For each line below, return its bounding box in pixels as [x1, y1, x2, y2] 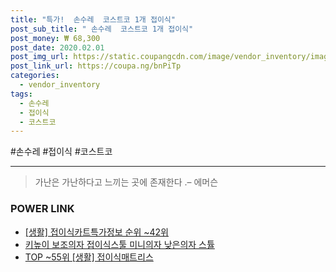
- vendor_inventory [19, 80, 101, 90]
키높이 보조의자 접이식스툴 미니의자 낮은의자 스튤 [24, 238, 215, 250]
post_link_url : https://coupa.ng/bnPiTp [10, 61, 182, 71]
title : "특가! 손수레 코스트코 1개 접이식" [10, 14, 176, 25]
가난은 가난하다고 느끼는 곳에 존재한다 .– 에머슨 [34, 176, 219, 188]
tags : [10, 89, 33, 99]
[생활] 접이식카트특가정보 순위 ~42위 [24, 226, 169, 238]
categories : [10, 71, 60, 81]
